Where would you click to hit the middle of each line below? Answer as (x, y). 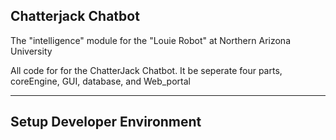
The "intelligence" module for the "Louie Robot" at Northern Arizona (150, 40)
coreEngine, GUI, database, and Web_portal (100, 81)
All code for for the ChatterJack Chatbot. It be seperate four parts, (146, 70)
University (31, 51)
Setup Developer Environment (106, 122)
